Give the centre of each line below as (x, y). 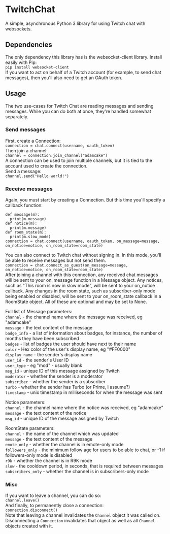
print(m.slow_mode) (30, 237)
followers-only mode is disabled (39, 455)
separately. (17, 116)
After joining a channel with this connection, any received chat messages (82, 275)
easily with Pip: (21, 62)
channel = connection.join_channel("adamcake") (57, 155)
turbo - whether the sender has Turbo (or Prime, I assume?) (68, 387)
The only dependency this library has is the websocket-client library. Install (84, 57)
